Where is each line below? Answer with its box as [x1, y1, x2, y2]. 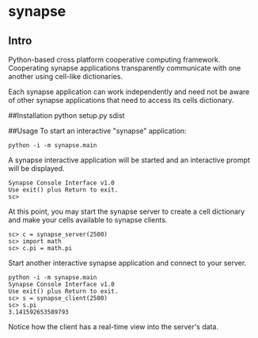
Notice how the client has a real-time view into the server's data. [8, 322, 219, 331]
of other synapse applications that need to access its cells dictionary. [8, 96, 234, 104]
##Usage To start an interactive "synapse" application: [8, 126, 188, 135]
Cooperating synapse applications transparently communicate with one [8, 63, 241, 73]
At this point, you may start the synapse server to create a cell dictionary [8, 207, 245, 216]
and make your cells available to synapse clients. [8, 215, 168, 224]
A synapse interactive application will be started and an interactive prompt [8, 155, 251, 165]
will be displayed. [8, 164, 65, 173]
